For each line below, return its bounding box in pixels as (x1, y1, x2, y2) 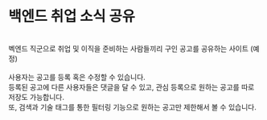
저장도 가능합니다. (8, 92, 65, 102)
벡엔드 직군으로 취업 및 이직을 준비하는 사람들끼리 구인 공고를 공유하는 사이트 (8, 43, 249, 53)
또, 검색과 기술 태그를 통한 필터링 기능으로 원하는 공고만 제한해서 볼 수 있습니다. (8, 102, 257, 112)
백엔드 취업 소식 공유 (8, 7, 135, 26)
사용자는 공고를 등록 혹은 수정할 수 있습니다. (8, 72, 146, 82)
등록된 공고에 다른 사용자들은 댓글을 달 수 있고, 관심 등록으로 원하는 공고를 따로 (8, 82, 255, 92)
